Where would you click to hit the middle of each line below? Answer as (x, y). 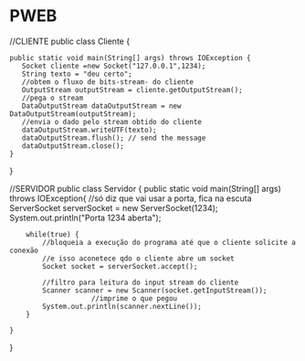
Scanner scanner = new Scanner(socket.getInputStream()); (155, 290)
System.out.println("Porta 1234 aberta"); (85, 218)
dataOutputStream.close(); (73, 146)
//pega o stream (53, 98)
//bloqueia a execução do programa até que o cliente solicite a (169, 242)
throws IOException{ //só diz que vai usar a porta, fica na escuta (131, 198)
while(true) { (53, 234)
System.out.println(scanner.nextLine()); (122, 306)
